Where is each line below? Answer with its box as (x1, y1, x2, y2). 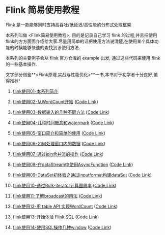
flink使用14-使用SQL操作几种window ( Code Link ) (12, 224, 112, 230)
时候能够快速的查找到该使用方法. (14, 44, 81, 50)
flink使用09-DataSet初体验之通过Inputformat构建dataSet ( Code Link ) (12, 172, 152, 178)
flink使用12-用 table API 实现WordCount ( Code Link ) (12, 203, 118, 209)
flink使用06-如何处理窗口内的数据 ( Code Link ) (12, 140, 106, 146)
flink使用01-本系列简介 (12, 88, 58, 94)
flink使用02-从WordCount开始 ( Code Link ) (12, 99, 99, 104)
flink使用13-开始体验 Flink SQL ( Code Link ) (12, 214, 99, 220)
